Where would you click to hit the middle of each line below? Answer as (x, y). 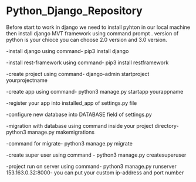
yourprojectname (27, 80)
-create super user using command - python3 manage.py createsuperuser (96, 155)
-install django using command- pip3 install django (67, 51)
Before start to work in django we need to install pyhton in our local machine (98, 27)
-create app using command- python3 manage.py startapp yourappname (95, 91)
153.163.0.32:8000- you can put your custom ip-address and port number (95, 173)
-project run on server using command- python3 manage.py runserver (92, 166)
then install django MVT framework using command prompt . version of (92, 33)
